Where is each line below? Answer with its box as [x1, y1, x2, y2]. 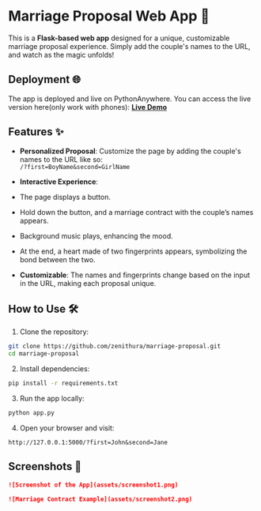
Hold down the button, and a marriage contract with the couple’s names [19, 207, 254, 216]
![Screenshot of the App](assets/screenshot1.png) [8, 481, 179, 489]
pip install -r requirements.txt [8, 379, 119, 388]
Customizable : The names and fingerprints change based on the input [19, 270, 251, 280]
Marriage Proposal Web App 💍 [8, 7, 210, 25]
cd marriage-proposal [8, 350, 80, 358]
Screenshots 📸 [8, 460, 82, 473]
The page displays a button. [19, 192, 112, 201]
